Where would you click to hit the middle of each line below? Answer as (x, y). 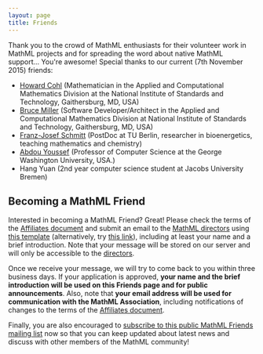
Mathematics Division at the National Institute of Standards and (121, 93)
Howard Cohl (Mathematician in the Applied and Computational (122, 85)
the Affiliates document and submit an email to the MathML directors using (129, 229)
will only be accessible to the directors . (71, 253)
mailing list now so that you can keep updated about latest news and (119, 334)
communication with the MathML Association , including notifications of (126, 302)
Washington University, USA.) (67, 160)
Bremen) (33, 176)
